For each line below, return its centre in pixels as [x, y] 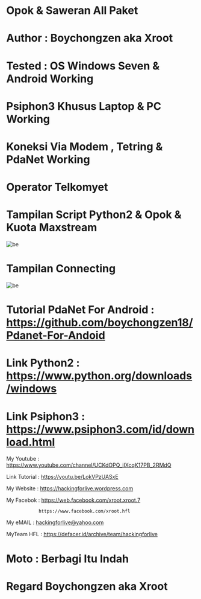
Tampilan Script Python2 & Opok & [94, 215]
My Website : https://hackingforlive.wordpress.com [70, 488]
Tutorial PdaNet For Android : [80, 310]
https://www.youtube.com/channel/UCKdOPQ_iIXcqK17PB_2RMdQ [89, 465]
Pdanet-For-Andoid [56, 335]
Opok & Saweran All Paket [72, 11]
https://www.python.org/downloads [99, 376]
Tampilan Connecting [61, 269]
